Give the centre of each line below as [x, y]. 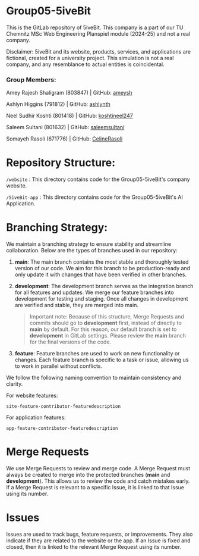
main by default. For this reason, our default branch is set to [103, 329]
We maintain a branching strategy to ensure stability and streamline [89, 244]
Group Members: [31, 80]
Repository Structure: [61, 163]
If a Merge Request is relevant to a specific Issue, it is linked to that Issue [95, 488]
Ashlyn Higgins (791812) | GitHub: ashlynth [59, 104]
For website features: [32, 396]
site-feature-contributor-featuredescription [63, 407]
